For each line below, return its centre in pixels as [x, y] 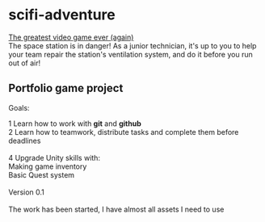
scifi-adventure [62, 15]
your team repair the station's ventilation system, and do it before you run [130, 54]
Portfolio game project [66, 88]
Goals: [19, 107]
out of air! [25, 63]
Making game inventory [48, 166]
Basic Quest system [42, 174]
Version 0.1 [26, 192]
